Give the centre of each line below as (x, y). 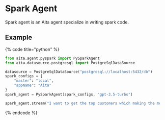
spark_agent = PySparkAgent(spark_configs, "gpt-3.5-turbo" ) (69, 94)
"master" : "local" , (34, 81)
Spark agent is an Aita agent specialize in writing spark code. (67, 22)
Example (19, 37)
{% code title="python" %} (32, 49)
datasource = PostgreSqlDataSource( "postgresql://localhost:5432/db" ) (79, 72)
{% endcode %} (21, 113)
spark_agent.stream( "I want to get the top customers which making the (80, 103)
